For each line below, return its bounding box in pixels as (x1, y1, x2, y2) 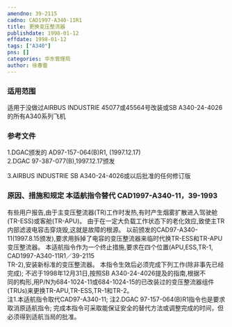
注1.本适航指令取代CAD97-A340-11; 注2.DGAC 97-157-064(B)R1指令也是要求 (7, 295, 226, 303)
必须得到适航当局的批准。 (7, 312, 81, 321)
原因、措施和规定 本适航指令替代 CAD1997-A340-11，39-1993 (7, 191, 218, 200)
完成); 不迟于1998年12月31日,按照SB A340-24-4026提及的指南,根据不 (7, 269, 206, 277)
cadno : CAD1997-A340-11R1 (7, 17, 82, 24)
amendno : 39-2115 (7, 10, 58, 17)
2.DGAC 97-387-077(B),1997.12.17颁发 (7, 157, 115, 166)
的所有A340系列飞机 (7, 112, 66, 120)
